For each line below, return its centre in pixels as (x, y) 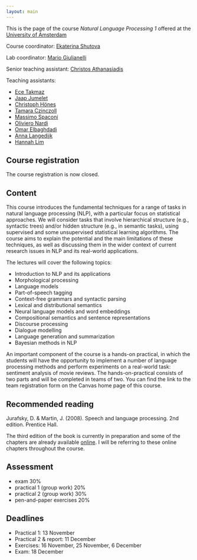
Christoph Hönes (35, 104)
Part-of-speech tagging (43, 293)
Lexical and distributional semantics (58, 305)
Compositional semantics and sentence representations (82, 318)
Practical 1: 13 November (45, 533)
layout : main (22, 11)
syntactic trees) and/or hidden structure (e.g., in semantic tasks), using (92, 226)
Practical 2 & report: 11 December (55, 539)
